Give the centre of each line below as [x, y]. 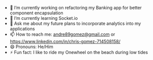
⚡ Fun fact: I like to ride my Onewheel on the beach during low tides [79, 52]
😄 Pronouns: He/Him [31, 47]
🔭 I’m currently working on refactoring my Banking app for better [76, 8]
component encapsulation [36, 13]
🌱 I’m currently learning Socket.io [44, 18]
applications [22, 29]
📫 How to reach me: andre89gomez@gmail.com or [62, 34]
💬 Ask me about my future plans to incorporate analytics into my [75, 23]
